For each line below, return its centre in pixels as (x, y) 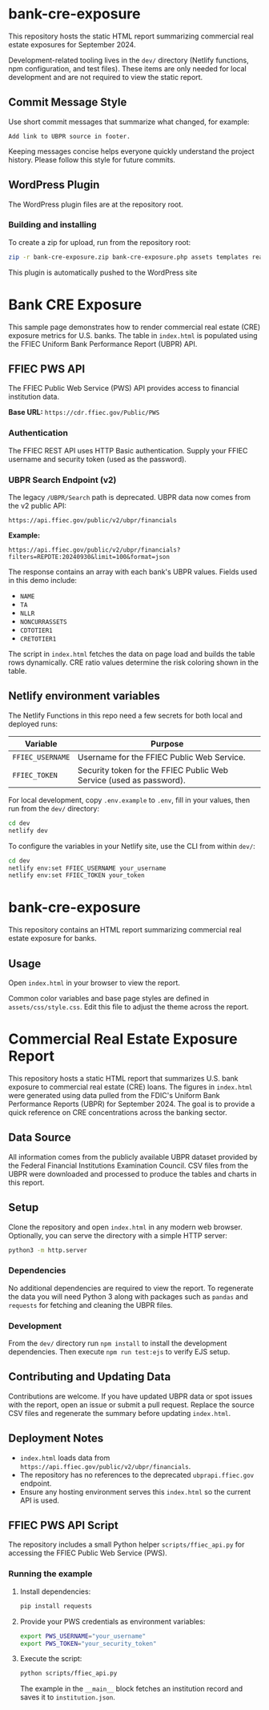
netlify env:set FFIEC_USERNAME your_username (87, 868)
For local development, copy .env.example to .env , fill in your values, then (129, 800)
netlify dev (28, 831)
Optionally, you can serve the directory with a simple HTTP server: (118, 1235)
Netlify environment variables (84, 696)
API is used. (40, 1500)
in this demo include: (43, 581)
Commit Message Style (68, 102)
